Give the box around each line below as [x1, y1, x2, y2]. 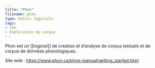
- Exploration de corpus [5, 30, 56, 34]
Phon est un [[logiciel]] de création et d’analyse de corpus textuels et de [5, 43, 151, 49]
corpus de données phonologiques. [5, 48, 77, 54]
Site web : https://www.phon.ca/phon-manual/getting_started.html [5, 58, 139, 63]
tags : [5, 20, 16, 26]
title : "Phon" [5, 7, 34, 12]
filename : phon [5, 12, 36, 17]
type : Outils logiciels [5, 16, 54, 21]
